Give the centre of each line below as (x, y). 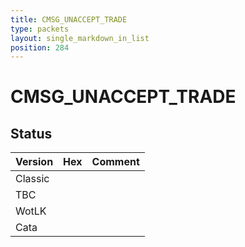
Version (34, 162)
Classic (32, 179)
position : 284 (40, 47)
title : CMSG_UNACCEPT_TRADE (69, 19)
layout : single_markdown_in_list (80, 38)
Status (31, 133)
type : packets (40, 29)
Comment (115, 162)
